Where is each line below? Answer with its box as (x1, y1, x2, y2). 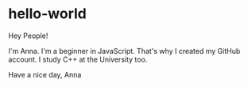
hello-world (8, 5, 87, 23)
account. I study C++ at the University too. (8, 55, 148, 64)
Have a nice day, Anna (8, 70, 82, 79)
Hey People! (8, 31, 48, 40)
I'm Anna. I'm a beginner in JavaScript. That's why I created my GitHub (8, 46, 241, 55)
